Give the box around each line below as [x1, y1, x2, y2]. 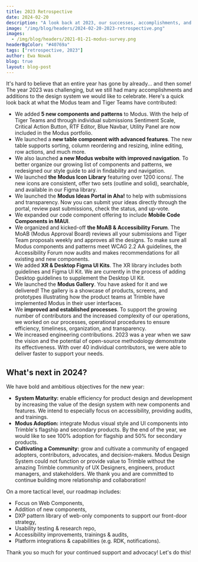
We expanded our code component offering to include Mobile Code [14, 211, 180, 218]
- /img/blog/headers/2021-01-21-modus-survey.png [11, 36, 136, 42]
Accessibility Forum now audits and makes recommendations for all [14, 249, 180, 256]
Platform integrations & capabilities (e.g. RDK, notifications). [14, 538, 161, 545]
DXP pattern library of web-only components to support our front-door [14, 512, 187, 519]
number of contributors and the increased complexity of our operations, [14, 312, 190, 319]
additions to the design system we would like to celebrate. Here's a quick [6, 93, 184, 100]
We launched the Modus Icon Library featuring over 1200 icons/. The [14, 173, 184, 181]
